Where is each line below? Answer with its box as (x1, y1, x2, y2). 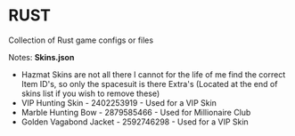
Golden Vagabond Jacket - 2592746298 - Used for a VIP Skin (20, 116, 249, 127)
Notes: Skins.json (8, 52, 75, 62)
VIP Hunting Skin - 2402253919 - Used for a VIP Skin (20, 97, 217, 108)
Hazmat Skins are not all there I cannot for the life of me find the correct (20, 68, 286, 80)
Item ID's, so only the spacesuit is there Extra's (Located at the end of (20, 78, 278, 89)
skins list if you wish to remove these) (20, 88, 160, 99)
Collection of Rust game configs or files (8, 35, 153, 45)
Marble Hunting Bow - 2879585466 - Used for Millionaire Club (20, 107, 251, 117)
